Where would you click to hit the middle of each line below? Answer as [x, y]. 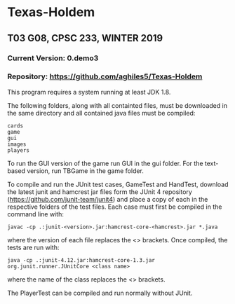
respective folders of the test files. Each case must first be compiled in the [115, 207]
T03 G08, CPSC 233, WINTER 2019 [85, 38]
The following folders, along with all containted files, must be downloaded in [117, 105]
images [17, 144]
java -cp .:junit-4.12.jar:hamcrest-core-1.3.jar [81, 260]
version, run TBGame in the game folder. [85, 171]
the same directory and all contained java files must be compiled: [101, 113]
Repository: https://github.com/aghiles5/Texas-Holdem [105, 76]
